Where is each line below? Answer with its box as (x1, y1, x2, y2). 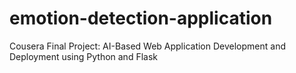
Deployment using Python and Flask (9, 50, 158, 62)
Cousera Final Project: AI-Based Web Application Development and (9, 40, 286, 52)
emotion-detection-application (9, 7, 273, 30)
